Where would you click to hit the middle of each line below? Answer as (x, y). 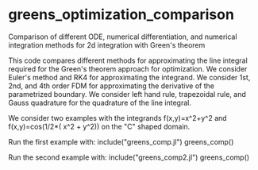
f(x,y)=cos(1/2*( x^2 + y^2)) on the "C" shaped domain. (99, 126)
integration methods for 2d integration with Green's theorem (107, 44)
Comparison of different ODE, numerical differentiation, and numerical (123, 37)
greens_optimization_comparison (121, 15)
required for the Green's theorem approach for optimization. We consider (128, 68)
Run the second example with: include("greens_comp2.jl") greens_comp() (129, 157)
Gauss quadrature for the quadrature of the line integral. (100, 102)
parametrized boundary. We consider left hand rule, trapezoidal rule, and (127, 94)
